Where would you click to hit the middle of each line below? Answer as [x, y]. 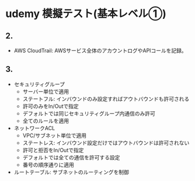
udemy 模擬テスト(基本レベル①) [86, 14]
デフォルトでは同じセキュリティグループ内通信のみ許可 [89, 113]
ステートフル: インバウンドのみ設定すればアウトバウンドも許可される [106, 98]
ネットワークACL [34, 128]
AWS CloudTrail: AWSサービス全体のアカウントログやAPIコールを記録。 [100, 50]
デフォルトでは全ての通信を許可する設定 [71, 157]
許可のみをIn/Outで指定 [51, 106]
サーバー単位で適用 [46, 91]
